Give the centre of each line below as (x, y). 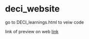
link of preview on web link (32, 31)
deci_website (32, 9)
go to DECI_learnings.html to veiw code (44, 22)
